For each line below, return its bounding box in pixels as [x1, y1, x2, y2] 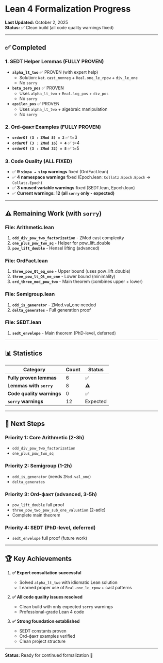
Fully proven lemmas [7, 374, 57, 381]
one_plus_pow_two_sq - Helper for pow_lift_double [12, 240, 111, 246]
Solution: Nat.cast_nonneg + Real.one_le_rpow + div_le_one [19, 74, 138, 81]
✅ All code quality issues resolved [12, 594, 83, 600]
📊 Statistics [5, 349, 43, 358]
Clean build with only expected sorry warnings [19, 604, 113, 610]
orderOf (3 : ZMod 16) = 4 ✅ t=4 [12, 140, 80, 146]
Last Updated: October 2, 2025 [5, 19, 68, 25]
